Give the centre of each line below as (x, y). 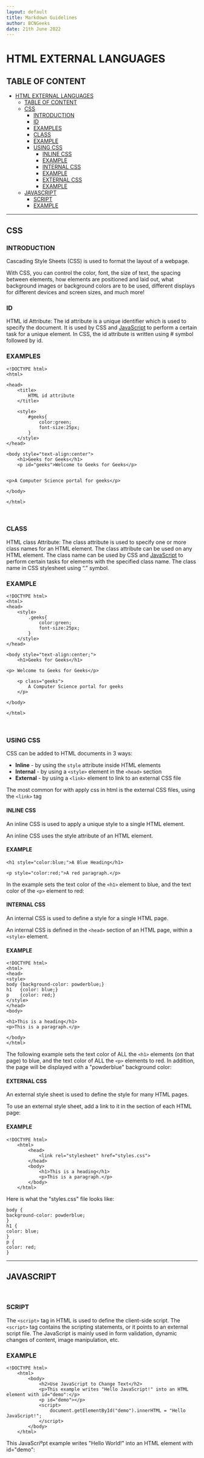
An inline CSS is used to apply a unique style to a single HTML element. (96, 824)
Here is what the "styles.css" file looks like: (60, 1198)
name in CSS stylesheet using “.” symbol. (58, 568)
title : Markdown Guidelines (42, 18)
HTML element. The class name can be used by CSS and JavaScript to (95, 555)
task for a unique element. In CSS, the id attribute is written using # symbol (100, 334)
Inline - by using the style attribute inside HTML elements (88, 765)
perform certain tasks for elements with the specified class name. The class (101, 561)
